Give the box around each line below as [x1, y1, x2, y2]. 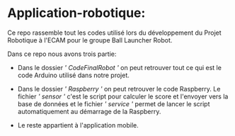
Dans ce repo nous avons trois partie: [7, 50, 117, 58]
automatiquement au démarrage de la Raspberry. [17, 107, 161, 115]
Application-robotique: [7, 5, 146, 21]
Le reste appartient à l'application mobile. [17, 120, 139, 129]
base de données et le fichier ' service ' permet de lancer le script [17, 99, 210, 108]
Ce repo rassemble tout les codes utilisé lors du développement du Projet [7, 28, 222, 37]
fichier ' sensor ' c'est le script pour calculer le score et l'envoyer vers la [17, 92, 229, 101]
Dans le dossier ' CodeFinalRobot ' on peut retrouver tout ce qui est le [17, 63, 222, 72]
